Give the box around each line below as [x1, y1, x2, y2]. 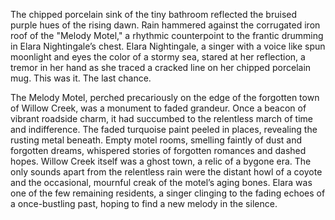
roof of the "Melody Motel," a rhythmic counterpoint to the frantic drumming [10, 30, 324, 41]
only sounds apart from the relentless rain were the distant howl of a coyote [10, 166, 323, 178]
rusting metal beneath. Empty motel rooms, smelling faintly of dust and [10, 134, 303, 146]
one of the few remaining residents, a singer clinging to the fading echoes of [10, 187, 326, 199]
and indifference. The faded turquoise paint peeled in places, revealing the [10, 124, 318, 135]
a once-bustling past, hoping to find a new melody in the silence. [10, 198, 278, 209]
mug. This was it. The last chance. [10, 72, 152, 84]
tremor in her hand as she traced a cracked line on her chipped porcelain [10, 62, 312, 73]
